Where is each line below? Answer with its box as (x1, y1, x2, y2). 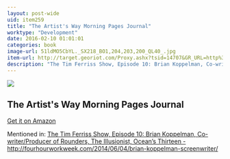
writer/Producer (7, 137, 52, 145)
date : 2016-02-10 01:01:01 (7, 35, 84, 42)
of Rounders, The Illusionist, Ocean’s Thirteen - (53, 137, 186, 145)
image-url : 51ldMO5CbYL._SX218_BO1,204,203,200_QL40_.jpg (7, 48, 176, 55)
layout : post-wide (7, 10, 60, 17)
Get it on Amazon (7, 117, 56, 125)
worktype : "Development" (7, 29, 78, 36)
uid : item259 (7, 16, 44, 23)
